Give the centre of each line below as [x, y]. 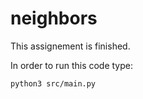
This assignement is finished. [70, 46]
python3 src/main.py [53, 83]
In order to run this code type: [72, 65]
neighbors [54, 18]
